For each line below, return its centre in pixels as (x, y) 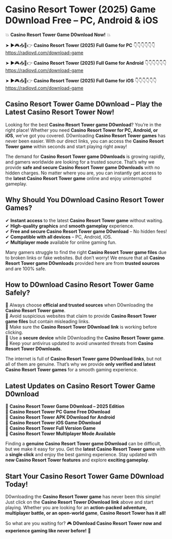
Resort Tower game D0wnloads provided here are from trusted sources (83, 263)
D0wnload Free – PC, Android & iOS (82, 20)
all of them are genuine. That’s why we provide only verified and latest (80, 364)
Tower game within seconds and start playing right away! (66, 146)
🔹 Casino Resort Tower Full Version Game (51, 428)
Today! (17, 484)
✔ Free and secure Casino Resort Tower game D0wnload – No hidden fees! (86, 231)
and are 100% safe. (26, 268)
